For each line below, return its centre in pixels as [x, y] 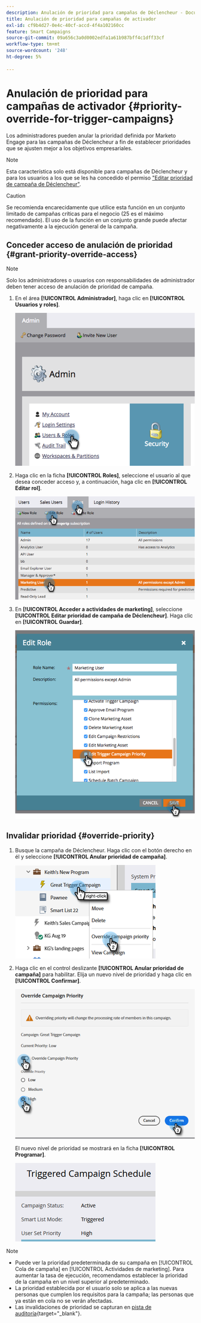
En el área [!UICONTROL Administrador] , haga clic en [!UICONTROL [100, 298]
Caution [16, 196]
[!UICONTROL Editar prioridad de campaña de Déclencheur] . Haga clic [104, 615]
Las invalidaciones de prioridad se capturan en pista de [83, 1307]
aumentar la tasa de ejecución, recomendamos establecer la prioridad [101, 1275]
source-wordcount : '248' [37, 51]
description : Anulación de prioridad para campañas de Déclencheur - [95, 13]
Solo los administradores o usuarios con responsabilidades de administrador [100, 281]
